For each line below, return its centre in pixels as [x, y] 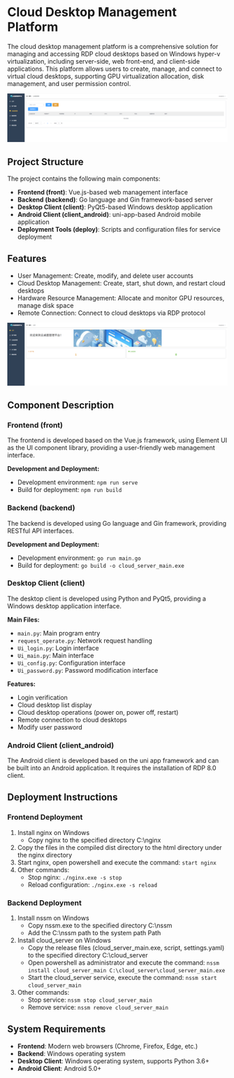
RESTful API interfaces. [41, 531]
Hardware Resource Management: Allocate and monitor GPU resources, [121, 297]
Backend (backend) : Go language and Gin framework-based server [115, 199]
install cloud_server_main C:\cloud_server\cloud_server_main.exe [126, 971]
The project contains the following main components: [84, 178]
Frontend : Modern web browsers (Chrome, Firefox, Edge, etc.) [108, 1046]
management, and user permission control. [69, 83]
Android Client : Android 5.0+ [59, 1068]
